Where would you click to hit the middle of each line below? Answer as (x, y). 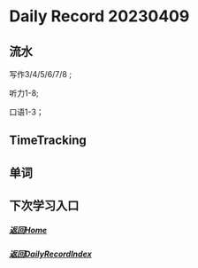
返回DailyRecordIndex (51, 254)
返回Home (28, 230)
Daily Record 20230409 (99, 16)
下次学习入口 (44, 206)
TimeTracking (48, 141)
